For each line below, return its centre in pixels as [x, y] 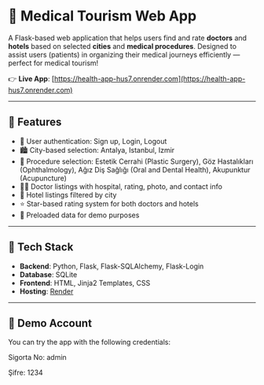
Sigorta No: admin [37, 357]
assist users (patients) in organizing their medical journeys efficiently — [124, 54]
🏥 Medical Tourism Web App [103, 16]
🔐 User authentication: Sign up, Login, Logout [93, 141]
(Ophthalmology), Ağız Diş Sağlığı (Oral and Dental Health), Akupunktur [135, 169]
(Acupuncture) [43, 178]
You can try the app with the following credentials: [90, 342]
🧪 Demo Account [50, 323]
